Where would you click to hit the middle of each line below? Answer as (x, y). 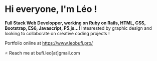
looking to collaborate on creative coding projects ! (57, 33)
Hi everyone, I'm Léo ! (51, 9)
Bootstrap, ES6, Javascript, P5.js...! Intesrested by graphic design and (78, 28)
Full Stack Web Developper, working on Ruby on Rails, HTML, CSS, (75, 23)
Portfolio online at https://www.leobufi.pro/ (49, 43)
